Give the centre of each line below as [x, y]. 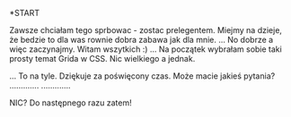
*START [25, 13]
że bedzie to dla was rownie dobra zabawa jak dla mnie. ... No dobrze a [141, 40]
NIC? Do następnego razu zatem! [71, 103]
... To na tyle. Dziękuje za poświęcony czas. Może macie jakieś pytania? [142, 76]
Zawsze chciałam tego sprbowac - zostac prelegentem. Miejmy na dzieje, [146, 30]
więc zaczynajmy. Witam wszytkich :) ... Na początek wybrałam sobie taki [146, 49]
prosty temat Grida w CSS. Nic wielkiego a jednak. [102, 58]
